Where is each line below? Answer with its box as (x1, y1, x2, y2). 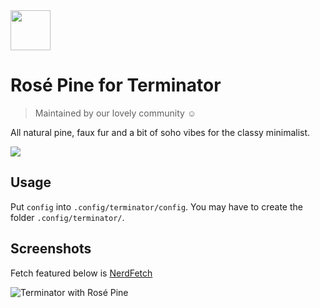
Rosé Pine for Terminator (10, 74, 222, 97)
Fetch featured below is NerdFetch (10, 267, 153, 279)
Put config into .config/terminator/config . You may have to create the (10, 200, 303, 213)
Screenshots (10, 240, 92, 258)
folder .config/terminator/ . (10, 211, 125, 223)
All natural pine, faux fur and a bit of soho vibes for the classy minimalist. (10, 126, 311, 138)
